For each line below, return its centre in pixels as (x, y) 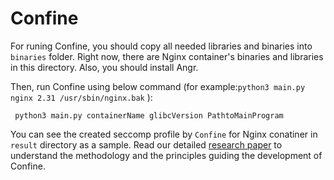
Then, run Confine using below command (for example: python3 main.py (158, 86)
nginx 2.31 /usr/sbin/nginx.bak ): (81, 97)
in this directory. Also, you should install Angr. (104, 67)
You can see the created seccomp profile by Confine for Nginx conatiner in (164, 134)
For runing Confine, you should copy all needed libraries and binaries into (161, 46)
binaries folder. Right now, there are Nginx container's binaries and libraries (167, 56)
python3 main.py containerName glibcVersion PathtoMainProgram (149, 115)
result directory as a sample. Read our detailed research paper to (146, 144)
